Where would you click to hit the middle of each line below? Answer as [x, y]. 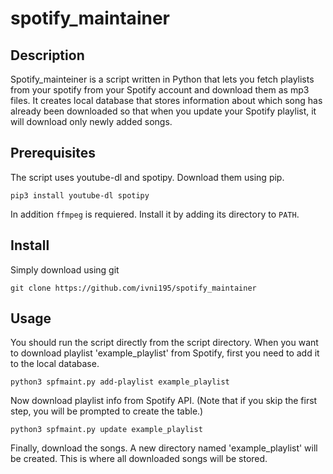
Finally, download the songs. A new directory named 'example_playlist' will [164, 448]
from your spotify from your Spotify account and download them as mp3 [160, 90]
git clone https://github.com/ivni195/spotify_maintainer [133, 288]
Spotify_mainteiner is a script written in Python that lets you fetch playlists [162, 79]
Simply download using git [65, 269]
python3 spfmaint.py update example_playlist [106, 430]
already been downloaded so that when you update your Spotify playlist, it [163, 111]
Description [47, 55]
